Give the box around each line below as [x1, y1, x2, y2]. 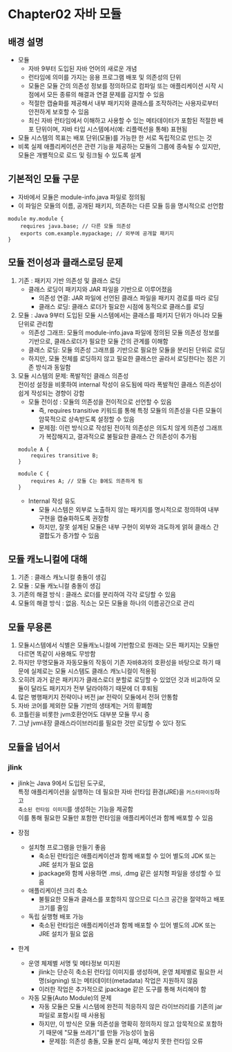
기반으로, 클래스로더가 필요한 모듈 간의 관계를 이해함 [28, 337, 168, 345]
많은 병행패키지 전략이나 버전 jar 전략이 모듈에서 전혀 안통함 [17, 693, 178, 702]
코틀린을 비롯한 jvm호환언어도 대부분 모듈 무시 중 [17, 711, 151, 719]
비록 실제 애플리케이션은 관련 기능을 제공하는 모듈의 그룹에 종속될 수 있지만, [17, 143, 221, 150]
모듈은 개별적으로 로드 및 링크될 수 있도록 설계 [17, 151, 142, 159]
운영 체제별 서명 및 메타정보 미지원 [28, 959, 121, 967]
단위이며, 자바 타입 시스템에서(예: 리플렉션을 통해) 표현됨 [35, 125, 188, 133]
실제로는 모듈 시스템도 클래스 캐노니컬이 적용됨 [30, 667, 157, 675]
